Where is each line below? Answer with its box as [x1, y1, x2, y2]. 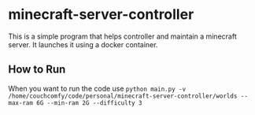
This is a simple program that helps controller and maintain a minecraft [8, 32, 238, 41]
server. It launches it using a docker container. [8, 39, 158, 49]
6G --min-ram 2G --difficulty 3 [36, 98, 143, 107]
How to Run [8, 63, 66, 76]
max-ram [8, 98, 34, 107]
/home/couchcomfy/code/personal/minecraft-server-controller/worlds [8, 92, 238, 100]
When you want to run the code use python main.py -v [8, 83, 187, 93]
